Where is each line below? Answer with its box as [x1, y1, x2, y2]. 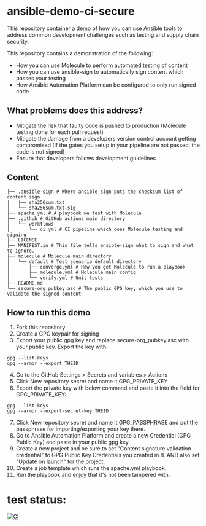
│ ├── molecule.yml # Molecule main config [7, 269, 137, 275]
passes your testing [15, 74, 66, 82]
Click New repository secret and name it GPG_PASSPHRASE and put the [15, 419, 199, 426]
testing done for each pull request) [15, 128, 104, 136]
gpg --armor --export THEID [7, 361, 79, 367]
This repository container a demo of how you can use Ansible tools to [7, 25, 183, 32]
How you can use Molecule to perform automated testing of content [15, 61, 188, 69]
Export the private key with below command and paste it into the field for [15, 384, 200, 391]
